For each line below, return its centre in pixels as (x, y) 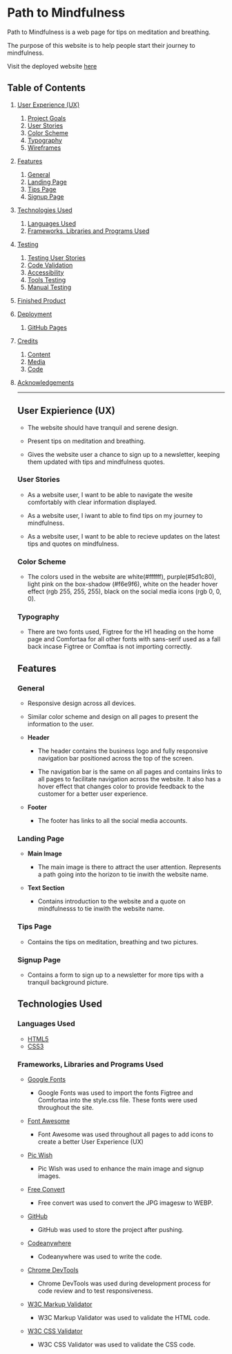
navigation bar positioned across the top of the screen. (116, 758)
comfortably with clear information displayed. (92, 502)
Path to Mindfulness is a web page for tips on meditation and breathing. (109, 32)
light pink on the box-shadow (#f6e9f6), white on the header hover (123, 584)
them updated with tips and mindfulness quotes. (96, 462)
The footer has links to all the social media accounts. (113, 821)
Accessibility (46, 272)
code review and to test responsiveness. (95, 1291)
